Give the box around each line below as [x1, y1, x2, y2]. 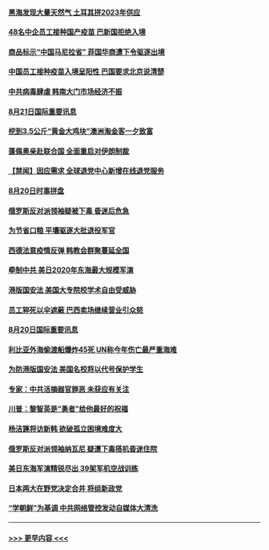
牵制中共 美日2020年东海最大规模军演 [8, 265, 134, 275]
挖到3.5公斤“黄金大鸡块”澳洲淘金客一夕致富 [8, 127, 154, 136]
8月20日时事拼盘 [8, 185, 65, 196]
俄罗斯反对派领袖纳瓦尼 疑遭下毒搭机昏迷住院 [8, 443, 158, 453]
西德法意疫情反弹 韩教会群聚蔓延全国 [8, 245, 130, 255]
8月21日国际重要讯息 [8, 107, 77, 116]
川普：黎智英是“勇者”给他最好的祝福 [8, 404, 129, 414]
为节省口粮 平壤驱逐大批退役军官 [8, 225, 116, 236]
